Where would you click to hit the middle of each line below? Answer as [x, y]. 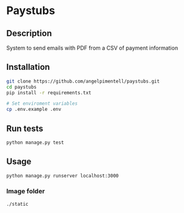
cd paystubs [21, 87]
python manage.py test [35, 143]
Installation [28, 67]
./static [17, 204]
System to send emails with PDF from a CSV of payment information [92, 48]
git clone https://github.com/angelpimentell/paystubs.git [83, 81]
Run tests [25, 128]
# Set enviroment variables [42, 104]
